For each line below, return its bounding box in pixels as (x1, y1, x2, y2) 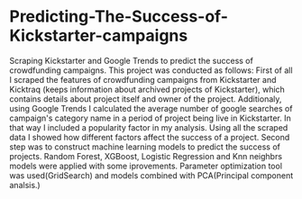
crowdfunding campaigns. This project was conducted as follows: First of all (9, 65, 293, 76)
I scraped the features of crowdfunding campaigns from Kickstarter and (9, 74, 277, 85)
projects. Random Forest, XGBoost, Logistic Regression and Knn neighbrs (9, 150, 282, 161)
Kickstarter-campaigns (9, 25, 188, 46)
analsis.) (9, 179, 41, 190)
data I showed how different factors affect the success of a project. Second (9, 131, 290, 142)
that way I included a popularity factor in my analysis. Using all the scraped (9, 122, 288, 132)
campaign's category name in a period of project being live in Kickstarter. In (9, 113, 291, 123)
